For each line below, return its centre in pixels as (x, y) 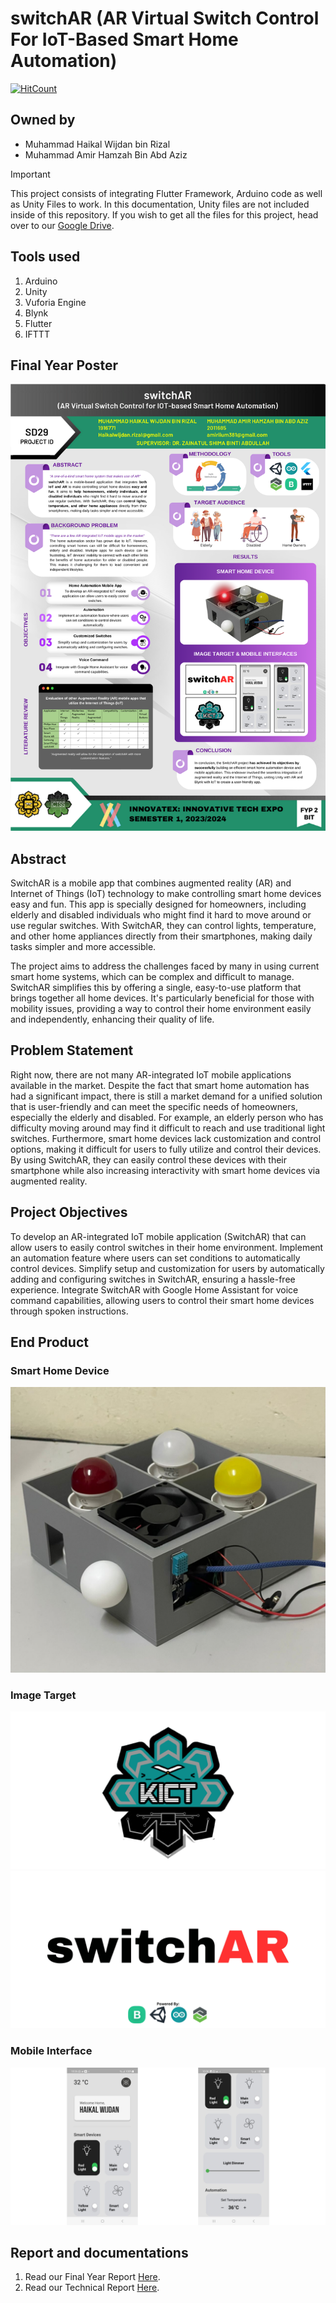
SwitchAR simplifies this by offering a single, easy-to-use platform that (156, 987)
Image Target (43, 1695)
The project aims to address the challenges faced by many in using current (165, 966)
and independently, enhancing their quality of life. (112, 1019)
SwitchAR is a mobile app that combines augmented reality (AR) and (151, 883)
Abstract (38, 858)
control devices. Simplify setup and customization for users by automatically (167, 1268)
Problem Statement (72, 1050)
